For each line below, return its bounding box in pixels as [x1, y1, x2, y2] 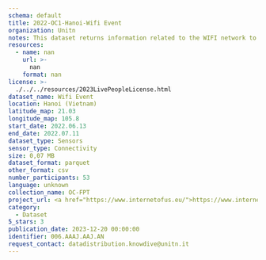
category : [8, 203, 41, 211]
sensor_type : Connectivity [8, 144, 97, 152]
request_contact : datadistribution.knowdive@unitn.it [8, 240, 190, 248]
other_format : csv [8, 166, 69, 174]
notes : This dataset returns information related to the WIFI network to [8, 33, 257, 42]
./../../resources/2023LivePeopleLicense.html [15, 85, 172, 94]
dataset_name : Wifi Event [8, 93, 93, 101]
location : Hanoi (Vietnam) [8, 100, 97, 108]
